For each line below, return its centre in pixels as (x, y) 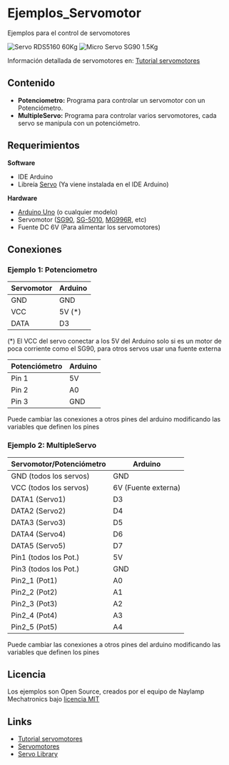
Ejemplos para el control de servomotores (69, 33)
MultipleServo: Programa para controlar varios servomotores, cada (117, 115)
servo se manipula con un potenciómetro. (79, 123)
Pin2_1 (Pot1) (34, 580)
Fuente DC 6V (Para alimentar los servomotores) (89, 227)
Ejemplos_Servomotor (74, 13)
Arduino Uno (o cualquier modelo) (67, 211)
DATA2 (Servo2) (39, 511)
